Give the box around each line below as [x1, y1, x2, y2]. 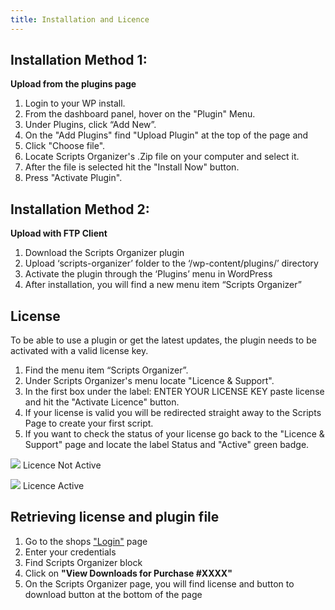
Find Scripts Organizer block [24, 556, 143, 568]
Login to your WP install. [24, 97, 126, 110]
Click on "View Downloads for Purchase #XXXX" [24, 567, 233, 579]
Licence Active [22, 480, 85, 492]
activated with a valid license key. [10, 345, 149, 357]
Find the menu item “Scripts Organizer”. [24, 364, 189, 376]
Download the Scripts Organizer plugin [24, 247, 185, 259]
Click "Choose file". [24, 140, 106, 152]
